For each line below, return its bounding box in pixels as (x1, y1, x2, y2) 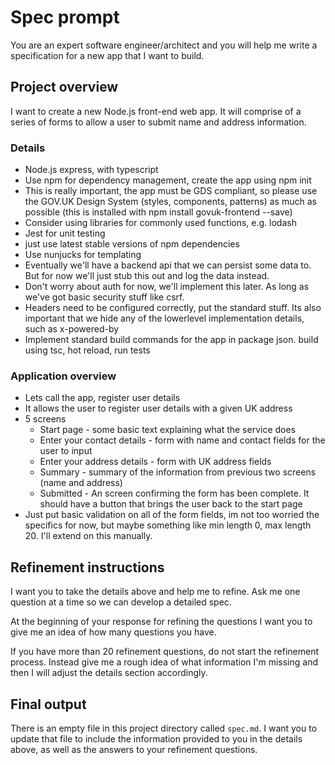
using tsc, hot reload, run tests (24, 344, 151, 356)
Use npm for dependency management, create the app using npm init (24, 174, 312, 186)
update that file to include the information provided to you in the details (10, 732, 303, 745)
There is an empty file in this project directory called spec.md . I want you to (10, 722, 318, 734)
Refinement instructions (10, 559, 165, 576)
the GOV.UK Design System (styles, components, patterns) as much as (24, 196, 317, 208)
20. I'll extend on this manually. (24, 530, 153, 542)
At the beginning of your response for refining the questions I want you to (10, 616, 313, 628)
